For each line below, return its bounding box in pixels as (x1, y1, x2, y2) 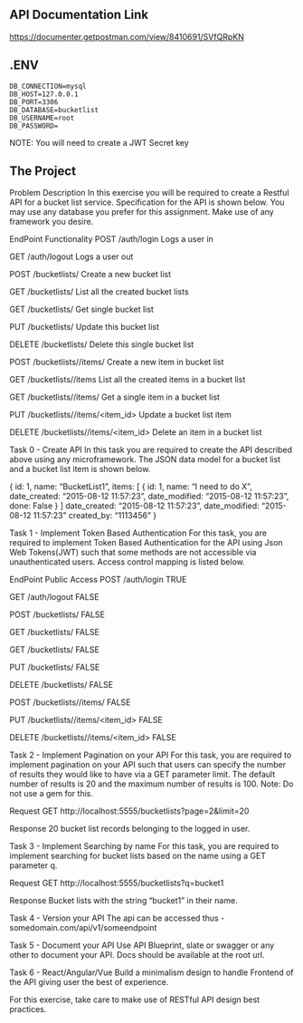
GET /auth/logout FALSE (9, 592, 99, 603)
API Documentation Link (9, 7, 149, 23)
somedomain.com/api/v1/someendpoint (9, 922, 157, 933)
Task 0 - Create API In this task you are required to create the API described (9, 444, 292, 456)
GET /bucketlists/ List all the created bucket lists (9, 286, 189, 297)
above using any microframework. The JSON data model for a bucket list (9, 454, 281, 465)
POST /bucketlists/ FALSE (9, 609, 106, 620)
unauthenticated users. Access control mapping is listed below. (9, 556, 246, 567)
